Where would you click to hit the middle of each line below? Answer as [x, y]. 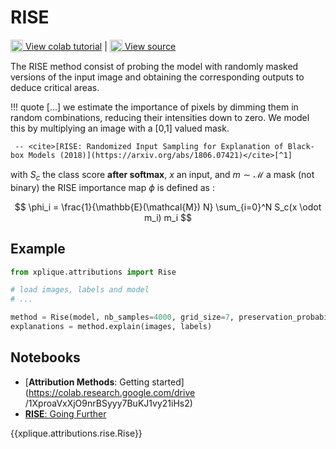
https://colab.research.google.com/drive [112, 392]
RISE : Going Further [65, 413]
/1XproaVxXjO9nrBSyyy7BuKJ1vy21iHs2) [108, 403]
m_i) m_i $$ [168, 217]
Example [38, 249]
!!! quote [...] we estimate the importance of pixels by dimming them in [154, 107]
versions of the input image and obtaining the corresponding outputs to [157, 77]
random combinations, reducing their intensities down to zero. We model [160, 117]
